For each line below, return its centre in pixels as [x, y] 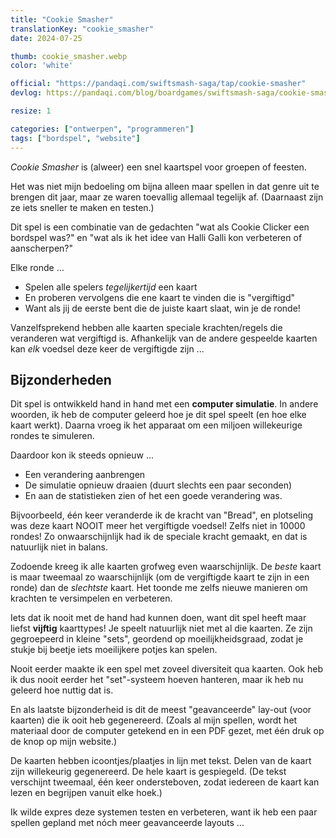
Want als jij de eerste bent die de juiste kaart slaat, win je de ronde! [162, 308]
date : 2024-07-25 [46, 38]
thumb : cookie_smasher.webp [69, 56]
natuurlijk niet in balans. [59, 547]
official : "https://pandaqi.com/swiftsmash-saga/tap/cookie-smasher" [158, 84]
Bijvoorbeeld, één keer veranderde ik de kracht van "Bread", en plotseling [162, 515]
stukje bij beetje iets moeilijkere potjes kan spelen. [114, 650]
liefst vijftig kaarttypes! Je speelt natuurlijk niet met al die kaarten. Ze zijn [161, 628]
